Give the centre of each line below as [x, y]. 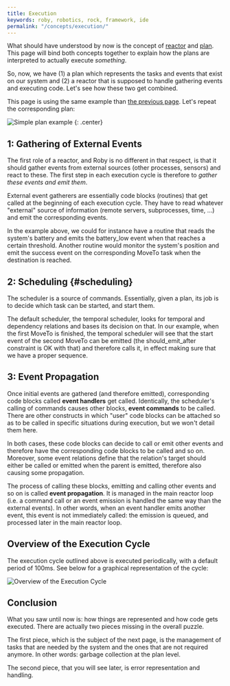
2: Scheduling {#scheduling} [70, 281]
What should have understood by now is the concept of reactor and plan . [111, 46]
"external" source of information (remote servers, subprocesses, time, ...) [111, 210]
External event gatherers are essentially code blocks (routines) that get [107, 196]
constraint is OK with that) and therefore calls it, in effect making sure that [112, 348]
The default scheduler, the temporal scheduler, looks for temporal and [106, 319]
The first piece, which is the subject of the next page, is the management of [114, 640]
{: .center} [89, 122]
